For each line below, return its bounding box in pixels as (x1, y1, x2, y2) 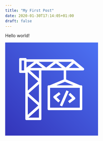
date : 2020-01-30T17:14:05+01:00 (5, 13, 74, 18)
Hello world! (5, 33, 30, 39)
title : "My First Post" (5, 8, 54, 13)
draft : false (5, 18, 32, 23)
